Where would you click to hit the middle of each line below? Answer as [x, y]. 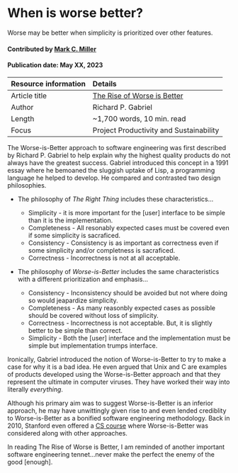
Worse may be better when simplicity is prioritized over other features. [110, 33]
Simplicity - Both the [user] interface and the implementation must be [129, 338]
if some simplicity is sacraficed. [74, 235]
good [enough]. [30, 462]
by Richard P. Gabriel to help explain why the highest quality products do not [119, 155]
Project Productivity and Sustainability [156, 130]
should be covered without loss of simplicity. [93, 315]
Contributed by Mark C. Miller [52, 49]
